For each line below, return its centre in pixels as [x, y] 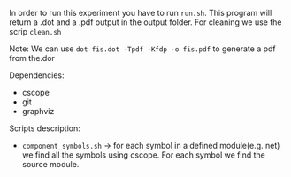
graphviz [38, 111]
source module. [50, 164]
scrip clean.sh [35, 31]
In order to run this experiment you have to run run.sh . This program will [141, 13]
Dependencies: [37, 75]
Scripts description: [45, 128]
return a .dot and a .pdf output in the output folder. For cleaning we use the [145, 22]
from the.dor [32, 58]
